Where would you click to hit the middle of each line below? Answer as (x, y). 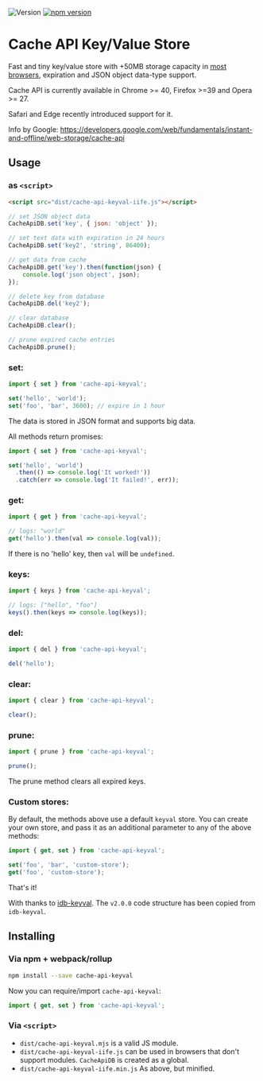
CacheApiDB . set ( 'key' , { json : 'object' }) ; (83, 224)
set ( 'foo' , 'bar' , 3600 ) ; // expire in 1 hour (87, 405)
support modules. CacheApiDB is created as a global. (104, 1060)
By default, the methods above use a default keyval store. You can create (128, 819)
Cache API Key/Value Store (99, 45)
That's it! (23, 888)
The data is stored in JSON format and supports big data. (102, 420)
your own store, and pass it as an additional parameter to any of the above (130, 827)
